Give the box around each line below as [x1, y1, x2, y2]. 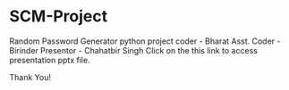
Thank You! [9, 71, 52, 82]
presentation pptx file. [9, 54, 91, 65]
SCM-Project [9, 6, 108, 27]
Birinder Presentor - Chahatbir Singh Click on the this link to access [9, 45, 258, 55]
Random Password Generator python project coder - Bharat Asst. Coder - [9, 36, 281, 46]
